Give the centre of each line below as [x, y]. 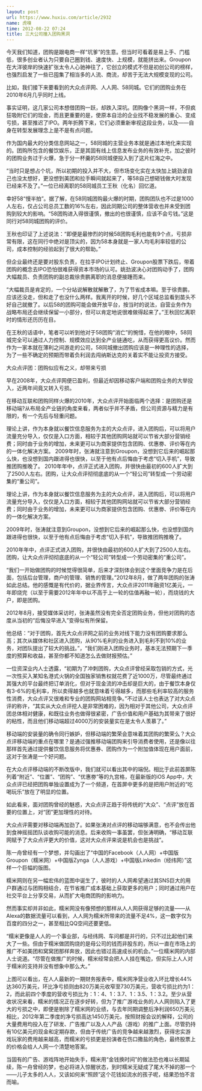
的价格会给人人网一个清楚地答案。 [48, 1046]
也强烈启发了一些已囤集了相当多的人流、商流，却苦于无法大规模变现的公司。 [101, 75]
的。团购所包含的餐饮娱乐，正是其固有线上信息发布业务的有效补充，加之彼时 [101, 150]
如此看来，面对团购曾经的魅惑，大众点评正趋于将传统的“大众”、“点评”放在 [98, 805]
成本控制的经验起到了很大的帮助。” [59, 249]
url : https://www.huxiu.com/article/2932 [59, 17]
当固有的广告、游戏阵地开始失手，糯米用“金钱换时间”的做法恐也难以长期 [96, 1060]
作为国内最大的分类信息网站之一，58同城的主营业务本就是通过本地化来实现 [99, 143]
